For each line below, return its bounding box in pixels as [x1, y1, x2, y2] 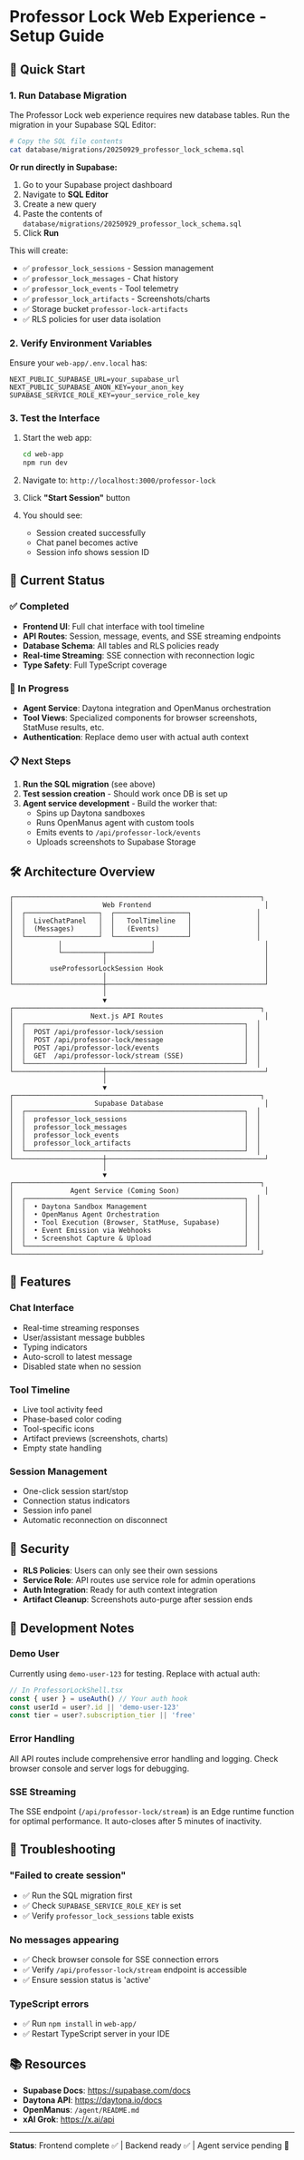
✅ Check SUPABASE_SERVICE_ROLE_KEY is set [22, 1900, 182, 1911]
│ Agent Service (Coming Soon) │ [9, 1187, 270, 1196]
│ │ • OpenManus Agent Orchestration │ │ [9, 1210, 261, 1219]
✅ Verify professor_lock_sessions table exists [22, 1910, 195, 1921]
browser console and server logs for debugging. [9, 1763, 190, 1774]
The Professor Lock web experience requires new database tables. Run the [9, 109, 290, 120]
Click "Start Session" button [22, 492, 131, 503]
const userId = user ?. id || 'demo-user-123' [9, 1703, 180, 1712]
